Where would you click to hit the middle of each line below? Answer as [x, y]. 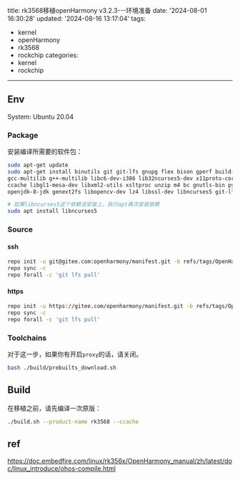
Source [20, 229]
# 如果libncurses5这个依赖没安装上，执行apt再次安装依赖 [84, 205]
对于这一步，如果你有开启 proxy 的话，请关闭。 [75, 354]
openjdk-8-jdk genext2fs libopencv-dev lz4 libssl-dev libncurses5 [110, 191]
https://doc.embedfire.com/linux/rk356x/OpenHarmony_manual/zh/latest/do [120, 461]
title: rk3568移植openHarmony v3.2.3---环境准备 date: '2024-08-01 [107, 10]
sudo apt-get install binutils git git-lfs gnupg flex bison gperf [110, 171]
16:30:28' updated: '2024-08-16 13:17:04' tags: [77, 19]
